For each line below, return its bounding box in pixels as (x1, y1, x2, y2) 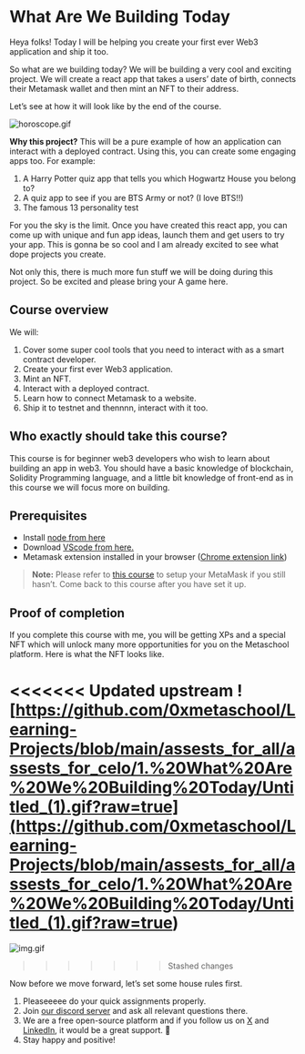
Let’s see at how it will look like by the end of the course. (9, 100, 221, 111)
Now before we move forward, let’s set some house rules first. (9, 978, 243, 989)
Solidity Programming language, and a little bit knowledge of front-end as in (9, 471, 294, 483)
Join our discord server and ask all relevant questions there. (22, 1006, 249, 1017)
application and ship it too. (9, 46, 109, 56)
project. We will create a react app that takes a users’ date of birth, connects (9, 73, 297, 84)
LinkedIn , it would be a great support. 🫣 (22, 1025, 171, 1036)
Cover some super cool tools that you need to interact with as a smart (22, 344, 285, 355)
